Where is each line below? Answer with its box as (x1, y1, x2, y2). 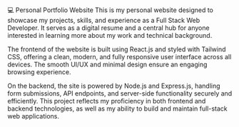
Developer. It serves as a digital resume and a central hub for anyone (7, 24, 210, 32)
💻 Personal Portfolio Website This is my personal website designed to (7, 6, 214, 14)
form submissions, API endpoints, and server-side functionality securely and (7, 89, 233, 98)
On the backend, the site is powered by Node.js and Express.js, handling (7, 81, 220, 90)
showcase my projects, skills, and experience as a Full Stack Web (7, 16, 200, 24)
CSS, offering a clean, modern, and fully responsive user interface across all (7, 53, 232, 61)
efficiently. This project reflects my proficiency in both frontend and (7, 97, 206, 105)
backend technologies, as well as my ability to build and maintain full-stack (7, 104, 228, 113)
